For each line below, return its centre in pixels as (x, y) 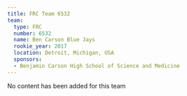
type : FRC (28, 27)
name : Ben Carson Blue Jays (55, 40)
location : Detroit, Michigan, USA (64, 53)
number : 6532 (33, 33)
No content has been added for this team (67, 85)
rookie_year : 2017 (41, 46)
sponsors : (28, 60)
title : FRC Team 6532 (39, 14)
